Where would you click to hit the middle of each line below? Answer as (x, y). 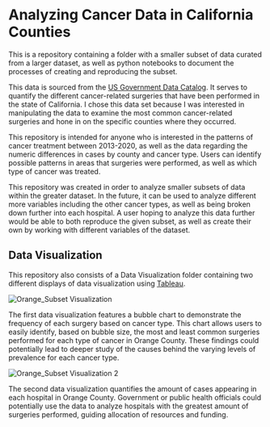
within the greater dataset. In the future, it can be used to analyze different (132, 195)
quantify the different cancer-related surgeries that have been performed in (134, 95)
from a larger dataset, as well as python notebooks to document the (121, 63)
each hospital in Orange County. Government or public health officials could (135, 397)
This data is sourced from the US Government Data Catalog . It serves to (128, 87)
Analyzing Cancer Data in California (131, 15)
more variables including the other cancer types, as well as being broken (129, 204)
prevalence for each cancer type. (64, 358)
